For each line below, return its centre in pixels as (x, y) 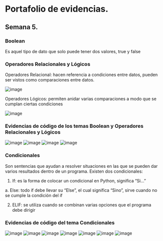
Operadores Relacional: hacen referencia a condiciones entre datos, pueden (81, 75)
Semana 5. (21, 27)
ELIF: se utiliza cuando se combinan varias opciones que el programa (82, 205)
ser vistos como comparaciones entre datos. (50, 80)
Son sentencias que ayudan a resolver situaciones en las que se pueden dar (81, 166)
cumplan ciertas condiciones (34, 104)
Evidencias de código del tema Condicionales (60, 222)
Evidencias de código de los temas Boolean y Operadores (74, 126)
